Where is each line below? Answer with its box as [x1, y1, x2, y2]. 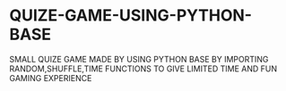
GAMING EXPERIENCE [9, 72, 92, 83]
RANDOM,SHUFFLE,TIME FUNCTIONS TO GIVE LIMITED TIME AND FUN [9, 63, 278, 74]
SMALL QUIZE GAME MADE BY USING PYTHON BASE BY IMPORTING [9, 54, 269, 64]
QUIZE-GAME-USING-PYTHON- [9, 5, 253, 26]
